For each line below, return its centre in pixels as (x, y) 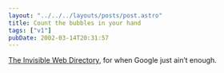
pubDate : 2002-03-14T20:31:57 (59, 38)
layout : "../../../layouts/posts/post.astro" (85, 15)
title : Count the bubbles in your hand (75, 23)
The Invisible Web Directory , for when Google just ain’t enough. (113, 60)
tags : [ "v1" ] (30, 30)
